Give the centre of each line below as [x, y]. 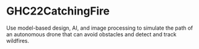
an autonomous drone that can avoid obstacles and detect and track [91, 34]
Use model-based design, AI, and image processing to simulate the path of [100, 28]
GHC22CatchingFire [58, 11]
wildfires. [18, 41]
